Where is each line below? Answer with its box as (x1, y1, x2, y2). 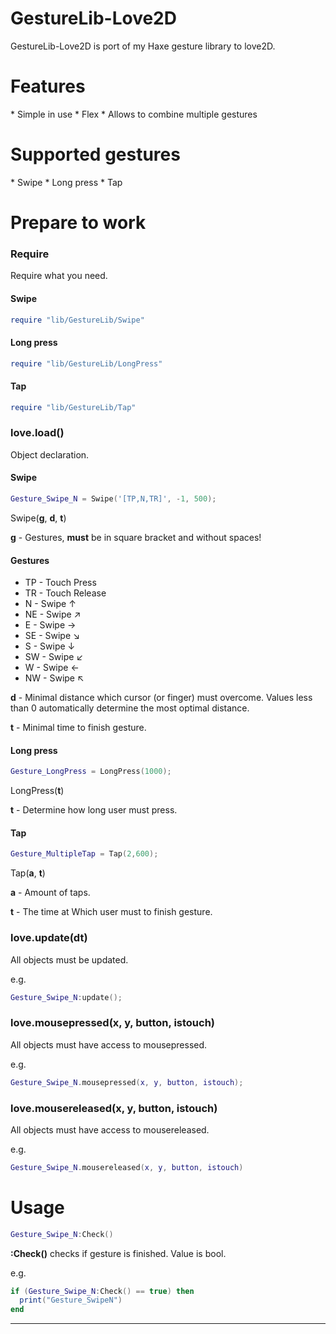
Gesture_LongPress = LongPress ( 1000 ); (10, 767, 172, 777)
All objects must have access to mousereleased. (10, 1123, 210, 1136)
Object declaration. (10, 448, 90, 461)
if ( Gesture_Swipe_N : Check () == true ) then (10, 1286, 195, 1296)
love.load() (10, 426, 65, 440)
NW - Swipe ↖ (24, 672, 85, 684)
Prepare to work (10, 212, 147, 234)
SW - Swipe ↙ (24, 651, 84, 663)
